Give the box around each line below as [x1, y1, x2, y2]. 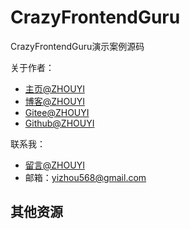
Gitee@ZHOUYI [24, 106, 90, 118]
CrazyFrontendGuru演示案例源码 [10, 40, 145, 52]
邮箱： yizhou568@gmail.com [24, 171, 147, 183]
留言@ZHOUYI [24, 159, 85, 171]
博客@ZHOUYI [24, 95, 85, 107]
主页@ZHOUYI [24, 82, 85, 95]
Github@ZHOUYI [24, 117, 95, 129]
